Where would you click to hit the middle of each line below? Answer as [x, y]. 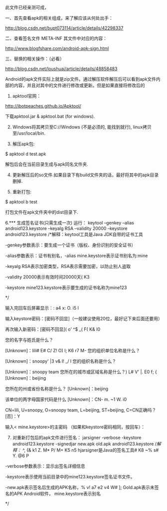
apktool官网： [27, 96]
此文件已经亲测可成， [27, 7]
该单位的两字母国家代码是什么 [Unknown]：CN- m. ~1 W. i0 [66, 399]
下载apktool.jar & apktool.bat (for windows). [50, 116]
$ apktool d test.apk [26, 154]
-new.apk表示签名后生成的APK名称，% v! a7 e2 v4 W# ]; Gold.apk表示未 [80, 487]
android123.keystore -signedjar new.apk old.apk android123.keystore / [84, 444]
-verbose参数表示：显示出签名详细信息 [45, 466]
